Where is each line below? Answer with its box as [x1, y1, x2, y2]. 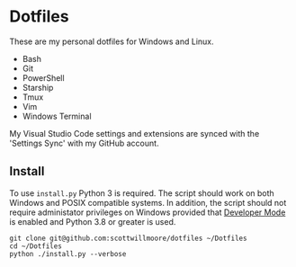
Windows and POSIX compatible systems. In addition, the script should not [9, 197, 287, 208]
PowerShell [22, 72, 65, 83]
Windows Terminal [22, 111, 92, 121]
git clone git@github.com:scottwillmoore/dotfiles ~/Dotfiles [9, 234, 247, 243]
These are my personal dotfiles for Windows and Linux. [9, 36, 214, 47]
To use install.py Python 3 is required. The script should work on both [9, 187, 274, 199]
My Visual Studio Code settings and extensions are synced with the [9, 128, 260, 138]
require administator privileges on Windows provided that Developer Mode [9, 207, 286, 218]
